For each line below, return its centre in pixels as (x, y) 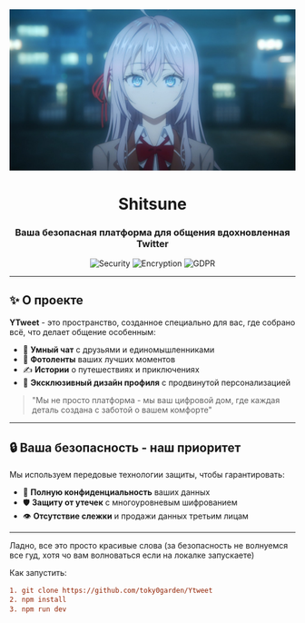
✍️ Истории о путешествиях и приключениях (111, 369)
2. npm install (38, 600)
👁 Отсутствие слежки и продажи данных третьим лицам (136, 516)
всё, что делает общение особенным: (83, 331)
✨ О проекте (46, 300)
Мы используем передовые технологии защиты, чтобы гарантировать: (147, 474)
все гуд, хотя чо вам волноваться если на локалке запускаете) (132, 555)
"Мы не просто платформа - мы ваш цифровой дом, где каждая (156, 400)
